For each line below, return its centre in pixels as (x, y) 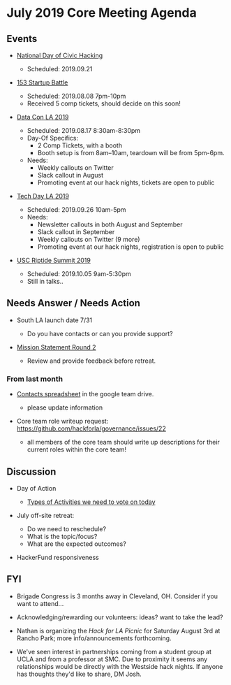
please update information (65, 408)
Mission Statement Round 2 (56, 347)
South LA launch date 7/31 (54, 320)
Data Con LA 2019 (43, 117)
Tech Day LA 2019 (43, 196)
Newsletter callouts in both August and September (110, 224)
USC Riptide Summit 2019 (54, 260)
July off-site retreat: (45, 515)
